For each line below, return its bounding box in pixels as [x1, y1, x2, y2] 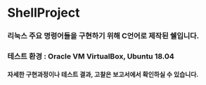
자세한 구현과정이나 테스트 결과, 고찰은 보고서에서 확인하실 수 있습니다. [7, 70, 199, 78]
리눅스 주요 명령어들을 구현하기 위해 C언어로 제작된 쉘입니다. [7, 31, 199, 41]
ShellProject [7, 5, 80, 21]
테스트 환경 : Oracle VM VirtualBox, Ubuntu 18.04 [7, 52, 174, 61]
